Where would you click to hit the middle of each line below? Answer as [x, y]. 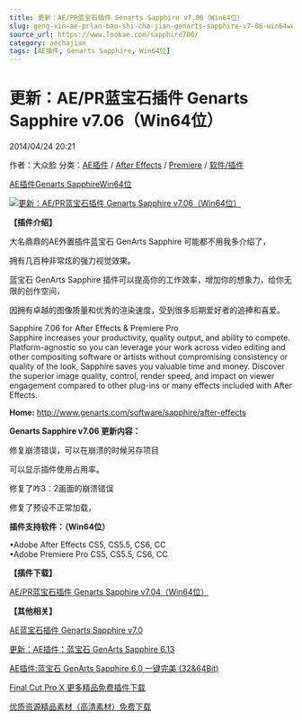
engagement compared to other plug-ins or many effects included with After [151, 386]
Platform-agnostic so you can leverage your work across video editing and [147, 347]
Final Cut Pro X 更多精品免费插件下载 [77, 688]
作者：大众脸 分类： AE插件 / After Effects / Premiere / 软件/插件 [127, 165]
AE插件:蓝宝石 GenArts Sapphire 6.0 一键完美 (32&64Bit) [114, 669]
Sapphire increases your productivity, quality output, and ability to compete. [150, 337]
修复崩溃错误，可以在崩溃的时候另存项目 [84, 450]
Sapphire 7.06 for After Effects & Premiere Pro [94, 328]
